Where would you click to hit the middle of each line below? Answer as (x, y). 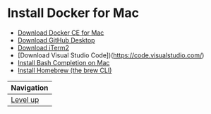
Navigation (30, 88)
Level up (25, 99)
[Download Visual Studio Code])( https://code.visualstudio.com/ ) (111, 55)
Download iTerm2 (43, 47)
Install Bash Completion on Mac (64, 62)
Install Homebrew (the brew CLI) (65, 70)
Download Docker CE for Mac (61, 33)
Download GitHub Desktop (56, 40)
